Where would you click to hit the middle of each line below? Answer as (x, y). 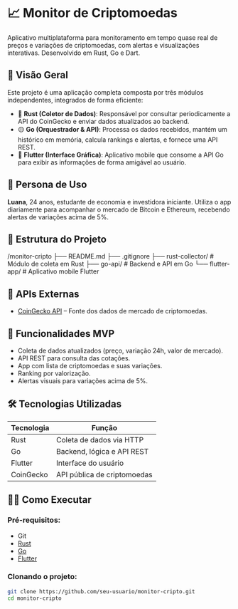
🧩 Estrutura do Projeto (57, 239)
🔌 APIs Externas (43, 294)
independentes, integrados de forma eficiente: (75, 100)
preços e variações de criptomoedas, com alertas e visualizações (103, 45)
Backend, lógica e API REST (103, 451)
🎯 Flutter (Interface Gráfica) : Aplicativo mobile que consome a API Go (120, 155)
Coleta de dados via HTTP (100, 439)
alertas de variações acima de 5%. (58, 217)
